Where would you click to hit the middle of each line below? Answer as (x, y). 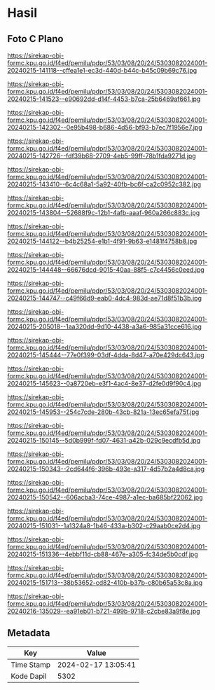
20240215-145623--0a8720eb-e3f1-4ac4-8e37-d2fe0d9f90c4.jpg (104, 384)
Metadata (29, 633)
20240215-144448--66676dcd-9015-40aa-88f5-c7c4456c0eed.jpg (106, 270)
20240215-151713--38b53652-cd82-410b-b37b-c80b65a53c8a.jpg (105, 582)
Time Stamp (31, 665)
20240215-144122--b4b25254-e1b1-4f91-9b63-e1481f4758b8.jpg (102, 241)
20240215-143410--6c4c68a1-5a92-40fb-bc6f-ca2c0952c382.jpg (104, 184)
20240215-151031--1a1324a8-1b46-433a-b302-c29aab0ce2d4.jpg (104, 526)
